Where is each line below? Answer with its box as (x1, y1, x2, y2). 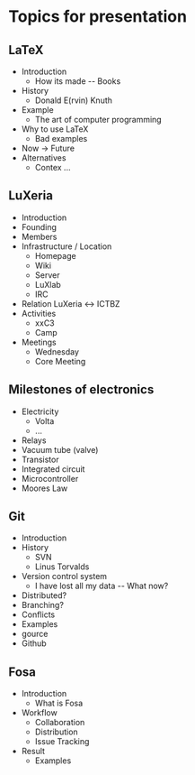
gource (21, 629, 49, 640)
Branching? (21, 600, 65, 611)
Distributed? (21, 590, 67, 601)
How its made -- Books (34, 76, 121, 87)
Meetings (21, 337, 57, 347)
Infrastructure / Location (21, 241, 112, 252)
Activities (21, 308, 57, 318)
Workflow (21, 707, 58, 718)
